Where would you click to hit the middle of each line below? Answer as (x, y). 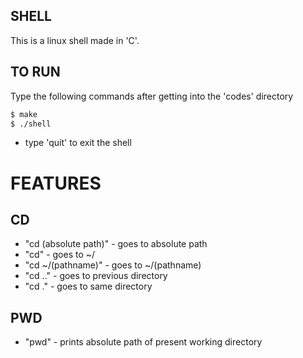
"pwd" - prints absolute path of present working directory (143, 342)
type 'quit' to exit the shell (78, 143)
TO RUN (35, 72)
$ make (24, 114)
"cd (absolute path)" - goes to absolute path (116, 244)
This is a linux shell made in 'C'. (75, 40)
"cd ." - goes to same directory (88, 286)
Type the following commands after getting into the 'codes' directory (152, 96)
